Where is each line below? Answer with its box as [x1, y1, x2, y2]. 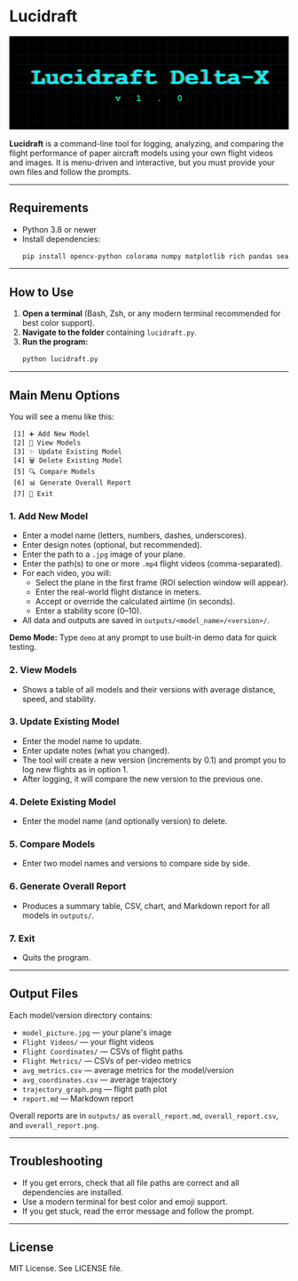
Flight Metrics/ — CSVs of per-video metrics [21, 1055, 192, 1066]
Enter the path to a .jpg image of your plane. [21, 549, 186, 560]
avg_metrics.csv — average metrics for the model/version [21, 1064, 235, 1075]
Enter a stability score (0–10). [35, 605, 142, 616]
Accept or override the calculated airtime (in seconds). [35, 597, 236, 607]
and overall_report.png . [9, 1119, 99, 1130]
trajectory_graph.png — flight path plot [21, 1083, 168, 1094]
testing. [9, 642, 37, 652]
